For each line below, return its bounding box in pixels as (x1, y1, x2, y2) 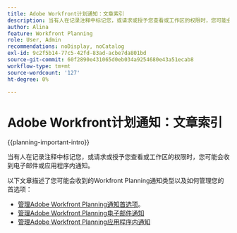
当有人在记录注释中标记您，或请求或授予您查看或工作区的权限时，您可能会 (7, 153, 224, 161)
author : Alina (7, 23, 49, 30)
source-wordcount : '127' (7, 69, 80, 76)
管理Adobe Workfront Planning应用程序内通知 (17, 218, 151, 226)
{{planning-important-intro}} (7, 138, 90, 146)
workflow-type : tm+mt (7, 63, 71, 70)
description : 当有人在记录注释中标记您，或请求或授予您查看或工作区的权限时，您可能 (7, 17, 227, 24)
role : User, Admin (7, 37, 61, 44)
